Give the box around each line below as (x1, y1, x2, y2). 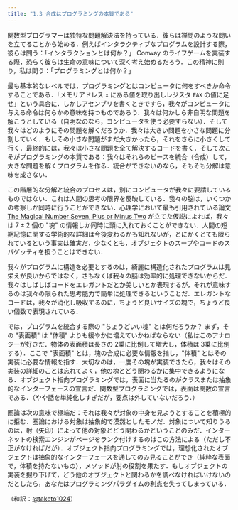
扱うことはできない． (44, 247, 107, 256)
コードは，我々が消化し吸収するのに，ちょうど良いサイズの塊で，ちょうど (7, 298, 225, 306)
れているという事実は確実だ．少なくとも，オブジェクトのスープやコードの (7, 239, 225, 247)
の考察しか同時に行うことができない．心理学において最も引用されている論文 (7, 203, 232, 212)
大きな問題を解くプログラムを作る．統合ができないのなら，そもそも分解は (7, 161, 225, 170)
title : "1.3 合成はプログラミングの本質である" (7, 10, 134, 18)
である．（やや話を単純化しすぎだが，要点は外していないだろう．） (7, 393, 199, 401)
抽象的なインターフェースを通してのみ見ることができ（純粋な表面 (38, 452, 231, 461)
